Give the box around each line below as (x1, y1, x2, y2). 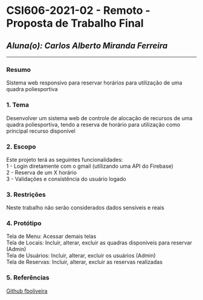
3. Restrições (6, 190, 47, 199)
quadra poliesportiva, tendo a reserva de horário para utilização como (6, 121, 181, 128)
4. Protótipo (6, 219, 42, 228)
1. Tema (6, 101, 29, 109)
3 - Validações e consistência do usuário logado (6, 175, 126, 182)
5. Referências (6, 273, 50, 282)
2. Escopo (6, 142, 36, 151)
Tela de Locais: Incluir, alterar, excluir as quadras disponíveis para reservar (6, 239, 192, 246)
